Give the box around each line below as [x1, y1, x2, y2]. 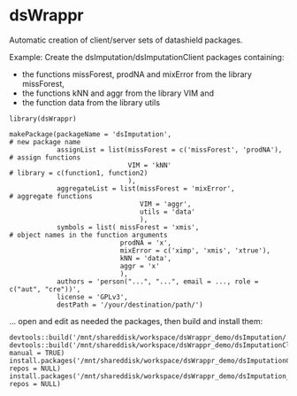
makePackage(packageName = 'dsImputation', [9, 129, 172, 138]
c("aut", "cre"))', [9, 284, 81, 293]
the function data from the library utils [21, 97, 161, 107]
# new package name [9, 137, 81, 146]
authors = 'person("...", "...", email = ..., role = [56, 276, 259, 286]
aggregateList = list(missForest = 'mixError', [56, 183, 236, 193]
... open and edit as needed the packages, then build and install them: [9, 315, 263, 326]
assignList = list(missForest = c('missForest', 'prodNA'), [56, 145, 283, 154]
